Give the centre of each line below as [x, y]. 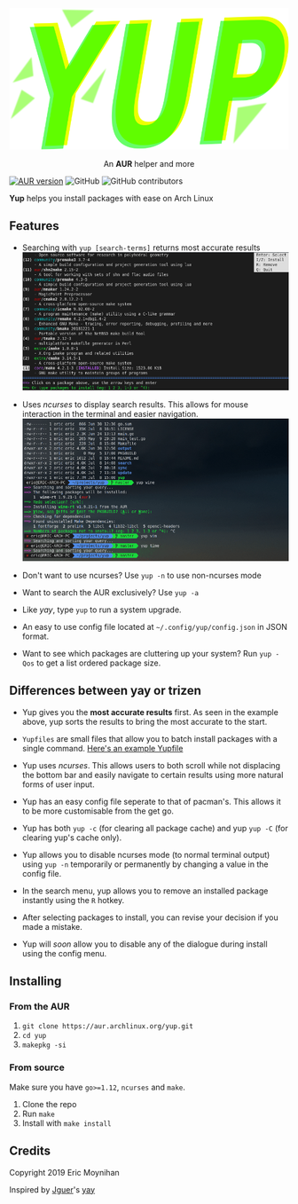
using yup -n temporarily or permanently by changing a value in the [145, 864]
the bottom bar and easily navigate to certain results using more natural [153, 775]
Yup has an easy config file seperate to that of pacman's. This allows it [151, 801]
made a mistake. [52, 926]
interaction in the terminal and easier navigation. [110, 413]
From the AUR [39, 1007]
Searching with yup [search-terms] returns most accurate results [141, 248]
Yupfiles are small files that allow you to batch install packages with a [149, 738]
